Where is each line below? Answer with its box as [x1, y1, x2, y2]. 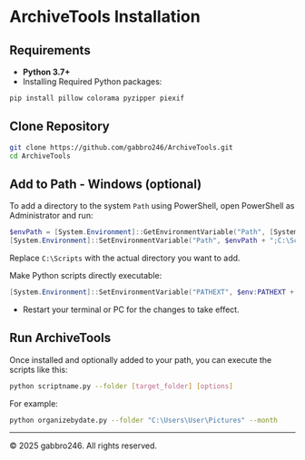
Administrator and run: [9, 210, 93, 221]
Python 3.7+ [22, 66, 71, 77]
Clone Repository [9, 119, 111, 134]
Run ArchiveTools [9, 330, 112, 346]
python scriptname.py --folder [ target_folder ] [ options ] [9, 381, 233, 391]
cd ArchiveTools [9, 152, 71, 161]
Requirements [9, 43, 91, 58]
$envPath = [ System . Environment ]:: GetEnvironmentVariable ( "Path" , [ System [9, 228, 299, 237]
